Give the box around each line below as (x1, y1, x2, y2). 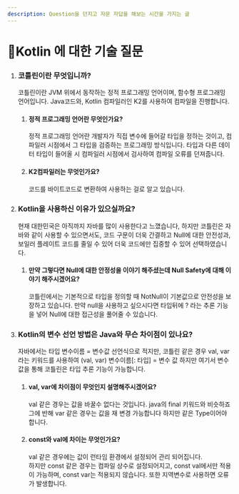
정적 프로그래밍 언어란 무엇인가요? (28, 115, 123, 123)
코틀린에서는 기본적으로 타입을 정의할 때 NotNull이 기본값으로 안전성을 (28, 292, 224, 301)
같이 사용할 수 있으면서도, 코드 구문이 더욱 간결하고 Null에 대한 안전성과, (31, 230, 231, 239)
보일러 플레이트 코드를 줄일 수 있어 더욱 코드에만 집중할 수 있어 (17, 240, 191, 248)
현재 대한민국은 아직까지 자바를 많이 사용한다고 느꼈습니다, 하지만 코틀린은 (17, 222, 224, 230)
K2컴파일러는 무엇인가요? (28, 167, 100, 175)
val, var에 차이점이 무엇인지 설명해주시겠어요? (28, 382, 157, 391)
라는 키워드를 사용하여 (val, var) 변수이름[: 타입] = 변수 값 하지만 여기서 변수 (17, 356, 230, 364)
